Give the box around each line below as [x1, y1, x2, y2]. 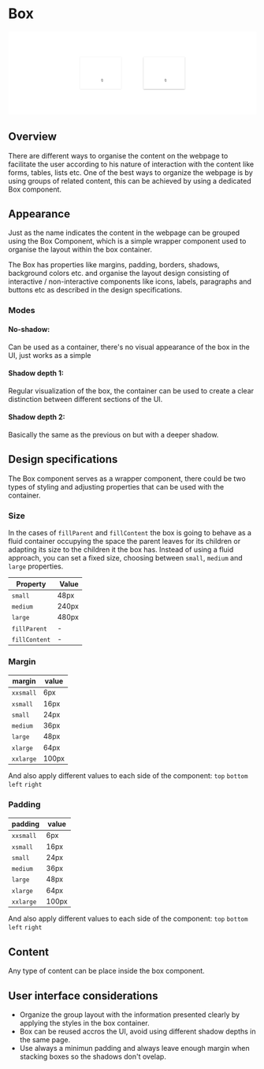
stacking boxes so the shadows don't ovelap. [19, 1052, 167, 1061]
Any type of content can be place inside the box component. [8, 967, 205, 976]
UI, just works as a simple [8, 350, 91, 359]
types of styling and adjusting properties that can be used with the [8, 482, 225, 491]
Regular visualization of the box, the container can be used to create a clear [8, 386, 255, 395]
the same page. [19, 1034, 71, 1045]
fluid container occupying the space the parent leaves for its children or [8, 537, 241, 546]
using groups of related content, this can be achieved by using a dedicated [8, 176, 251, 185]
